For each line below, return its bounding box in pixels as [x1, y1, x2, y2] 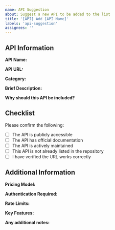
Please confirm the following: [5, 122, 64, 128]
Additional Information [5, 168, 75, 177]
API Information [5, 44, 54, 52]
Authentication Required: [5, 191, 58, 197]
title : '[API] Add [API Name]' [5, 16, 69, 21]
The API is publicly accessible [12, 131, 72, 138]
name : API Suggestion [5, 7, 49, 12]
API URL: [5, 66, 23, 72]
